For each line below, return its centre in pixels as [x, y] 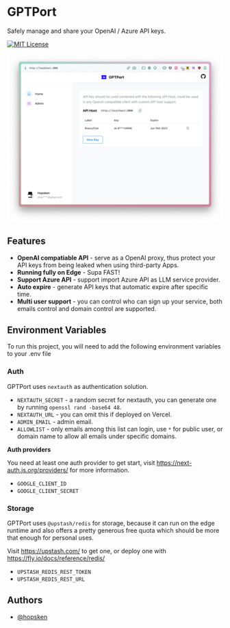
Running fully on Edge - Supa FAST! [68, 272]
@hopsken [32, 616]
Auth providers [29, 449]
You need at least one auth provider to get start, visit [81, 462]
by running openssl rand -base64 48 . [69, 407]
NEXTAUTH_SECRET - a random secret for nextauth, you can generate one [117, 400]
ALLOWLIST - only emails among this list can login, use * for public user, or [120, 429]
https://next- [174, 462]
